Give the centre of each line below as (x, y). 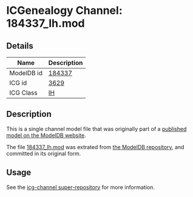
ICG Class (23, 93)
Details (20, 46)
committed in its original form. (44, 153)
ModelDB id (26, 73)
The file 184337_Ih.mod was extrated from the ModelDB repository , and (95, 147)
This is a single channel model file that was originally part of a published (96, 129)
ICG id (18, 83)
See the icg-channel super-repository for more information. (80, 187)
